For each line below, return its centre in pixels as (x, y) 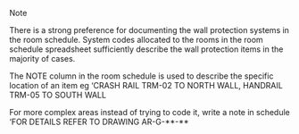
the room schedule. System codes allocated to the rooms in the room (136, 40)
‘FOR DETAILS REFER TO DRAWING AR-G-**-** (99, 121)
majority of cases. (42, 59)
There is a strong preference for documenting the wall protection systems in (149, 30)
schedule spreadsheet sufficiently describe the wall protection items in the (146, 49)
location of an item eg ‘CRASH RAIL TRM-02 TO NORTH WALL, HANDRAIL (146, 85)
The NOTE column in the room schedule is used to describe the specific (141, 76)
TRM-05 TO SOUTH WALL (58, 95)
